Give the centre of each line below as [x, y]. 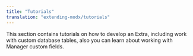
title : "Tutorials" [30, 11]
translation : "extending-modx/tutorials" [58, 17]
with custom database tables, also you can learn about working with [90, 40]
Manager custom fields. [35, 46]
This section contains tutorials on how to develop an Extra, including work [96, 34]
